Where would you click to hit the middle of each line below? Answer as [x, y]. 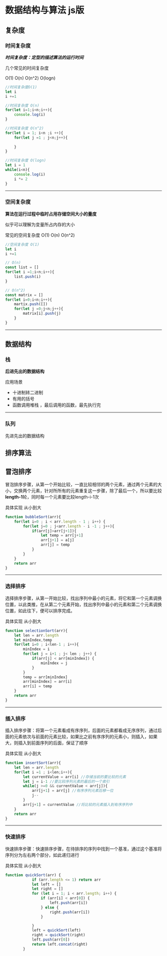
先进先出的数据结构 [25, 436]
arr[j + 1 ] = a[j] [57, 540]
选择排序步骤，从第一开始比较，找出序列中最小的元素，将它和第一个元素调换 [83, 598]
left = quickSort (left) [56, 931]
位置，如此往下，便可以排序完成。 [40, 610]
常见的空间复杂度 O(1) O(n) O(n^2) [40, 235]
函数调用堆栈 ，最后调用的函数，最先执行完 [56, 405]
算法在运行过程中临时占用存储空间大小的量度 [51, 214]
